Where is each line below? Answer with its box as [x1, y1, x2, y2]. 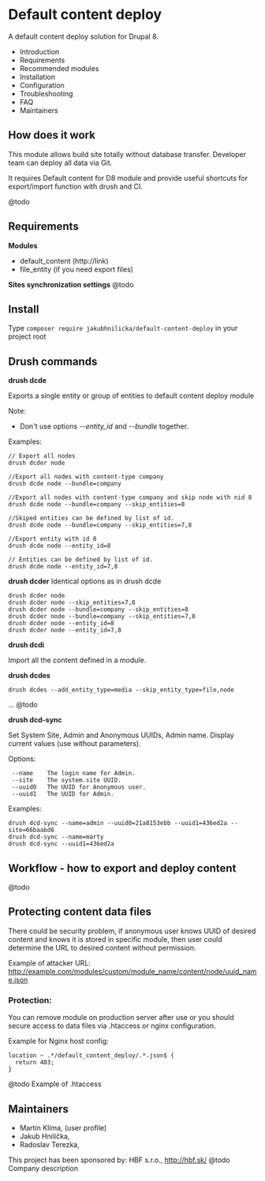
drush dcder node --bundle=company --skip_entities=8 [8, 605, 189, 613]
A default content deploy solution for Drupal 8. [8, 32, 159, 41]
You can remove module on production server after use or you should [8, 1013, 234, 1022]
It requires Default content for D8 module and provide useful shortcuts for [8, 173, 248, 182]
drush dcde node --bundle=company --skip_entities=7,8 [8, 521, 192, 530]
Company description [8, 1163, 79, 1173]
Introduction [19, 47, 60, 56]
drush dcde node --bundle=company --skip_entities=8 [8, 501, 185, 508]
